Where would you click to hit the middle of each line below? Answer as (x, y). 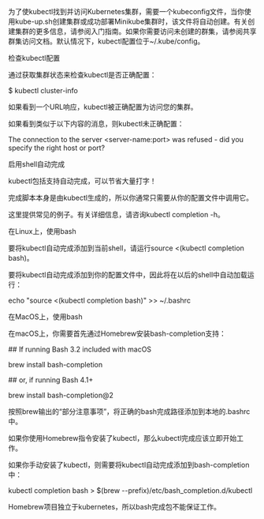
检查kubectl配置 (34, 58)
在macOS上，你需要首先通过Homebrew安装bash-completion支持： (117, 333)
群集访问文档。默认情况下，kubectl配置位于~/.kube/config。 (106, 41)
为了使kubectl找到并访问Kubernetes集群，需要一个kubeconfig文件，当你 (126, 11)
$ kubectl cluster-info (43, 90)
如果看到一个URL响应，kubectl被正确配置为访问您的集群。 (103, 107)
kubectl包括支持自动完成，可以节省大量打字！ (82, 181)
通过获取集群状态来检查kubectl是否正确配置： (82, 75)
